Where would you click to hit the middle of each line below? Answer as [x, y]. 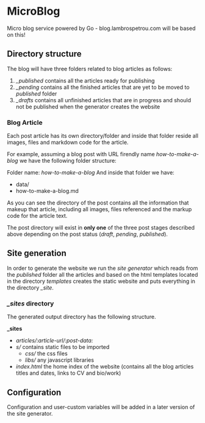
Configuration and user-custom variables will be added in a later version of [101, 407]
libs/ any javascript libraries [59, 360]
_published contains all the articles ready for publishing [85, 80]
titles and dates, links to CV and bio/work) [68, 373]
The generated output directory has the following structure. [81, 317]
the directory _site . [30, 287]
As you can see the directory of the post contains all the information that [98, 203]
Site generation [37, 253]
